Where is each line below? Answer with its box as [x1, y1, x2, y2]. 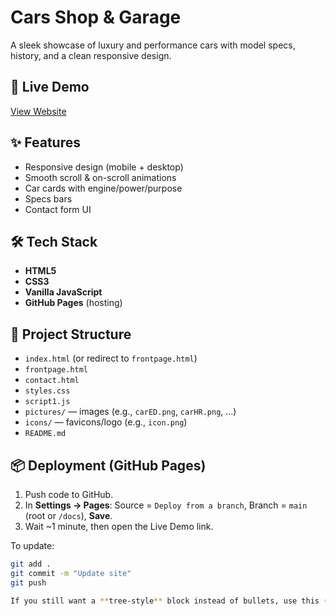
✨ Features [10, 134, 81, 151]
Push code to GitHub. [24, 489, 114, 500]
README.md [24, 429, 67, 439]
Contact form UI [24, 203, 92, 215]
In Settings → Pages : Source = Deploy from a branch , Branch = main [24, 499, 308, 511]
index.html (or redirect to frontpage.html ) [24, 352, 198, 365]
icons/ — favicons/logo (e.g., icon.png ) [24, 416, 188, 428]
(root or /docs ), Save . [24, 510, 113, 521]
